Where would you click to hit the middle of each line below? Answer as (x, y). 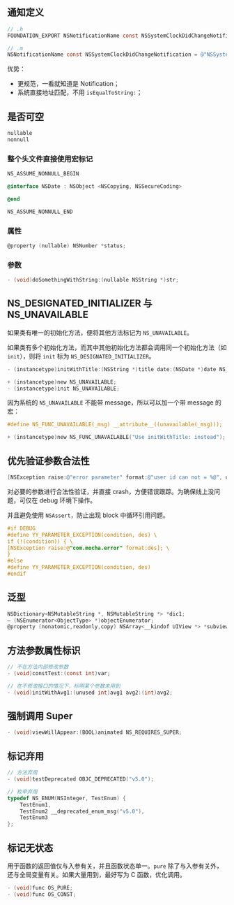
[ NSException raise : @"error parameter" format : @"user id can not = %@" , (115, 477)
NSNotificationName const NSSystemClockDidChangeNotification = (102, 55)
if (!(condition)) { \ (40, 541)
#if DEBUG (22, 528)
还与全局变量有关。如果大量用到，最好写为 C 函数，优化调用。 (97, 874)
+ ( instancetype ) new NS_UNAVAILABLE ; (62, 382)
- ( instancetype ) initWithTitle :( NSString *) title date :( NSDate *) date (112, 369)
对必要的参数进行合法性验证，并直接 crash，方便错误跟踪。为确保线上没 (111, 491)
